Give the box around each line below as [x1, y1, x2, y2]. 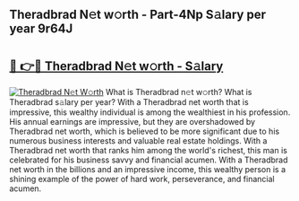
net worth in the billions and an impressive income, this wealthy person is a [9, 164, 286, 174]
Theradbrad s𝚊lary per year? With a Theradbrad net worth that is [9, 97, 249, 107]
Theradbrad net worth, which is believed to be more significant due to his [9, 126, 280, 136]
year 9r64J [9, 22, 73, 37]
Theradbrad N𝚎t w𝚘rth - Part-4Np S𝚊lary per [9, 7, 267, 22]
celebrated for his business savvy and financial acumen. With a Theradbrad [9, 154, 288, 165]
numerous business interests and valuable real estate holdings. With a [9, 135, 268, 146]
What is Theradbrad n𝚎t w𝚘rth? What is [106, 87, 252, 97]
